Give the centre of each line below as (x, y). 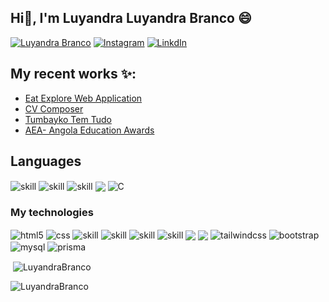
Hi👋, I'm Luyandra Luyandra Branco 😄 (131, 18)
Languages (46, 161)
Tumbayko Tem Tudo (68, 119)
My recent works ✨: (73, 74)
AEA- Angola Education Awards (89, 130)
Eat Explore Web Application (83, 98)
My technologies (52, 213)
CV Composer (54, 108)
